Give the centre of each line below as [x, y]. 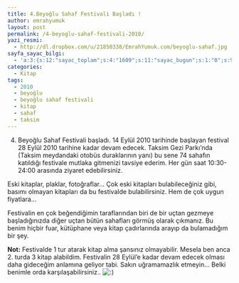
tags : [15, 80]
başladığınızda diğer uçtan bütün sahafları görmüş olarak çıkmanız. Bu [110, 220]
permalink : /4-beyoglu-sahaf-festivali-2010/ [76, 34]
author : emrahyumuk [36, 21]
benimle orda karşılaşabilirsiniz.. [54, 272]
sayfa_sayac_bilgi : [36, 54]
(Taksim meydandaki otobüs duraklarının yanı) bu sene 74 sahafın [114, 155]
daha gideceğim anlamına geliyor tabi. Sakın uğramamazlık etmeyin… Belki [117, 265]
